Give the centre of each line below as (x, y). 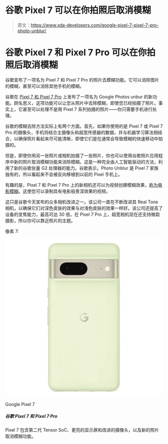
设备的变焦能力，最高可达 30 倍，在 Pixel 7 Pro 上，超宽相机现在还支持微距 (82, 214)
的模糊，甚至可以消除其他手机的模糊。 (44, 86)
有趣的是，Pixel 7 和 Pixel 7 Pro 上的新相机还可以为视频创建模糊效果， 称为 (82, 185)
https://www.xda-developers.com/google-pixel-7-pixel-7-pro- (95, 25)
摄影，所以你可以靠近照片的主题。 (40, 220)
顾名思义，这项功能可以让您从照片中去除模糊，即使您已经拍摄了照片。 (86, 103)
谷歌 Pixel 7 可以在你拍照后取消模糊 (78, 10)
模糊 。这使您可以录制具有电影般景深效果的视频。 (60, 191)
